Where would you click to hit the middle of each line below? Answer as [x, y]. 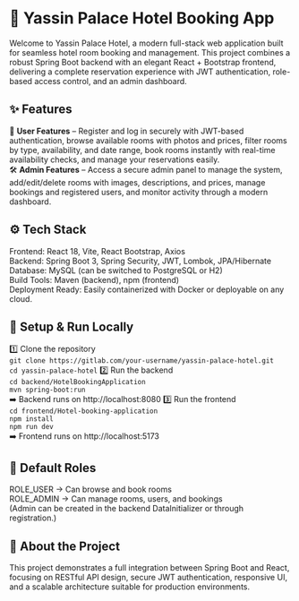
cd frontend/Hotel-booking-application [84, 411]
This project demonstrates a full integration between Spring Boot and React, [149, 567]
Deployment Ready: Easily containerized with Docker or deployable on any [147, 289]
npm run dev [31, 427]
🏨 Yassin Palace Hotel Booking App [142, 18]
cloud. [21, 298]
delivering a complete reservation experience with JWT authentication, [140, 72]
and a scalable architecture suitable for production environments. [130, 587]
